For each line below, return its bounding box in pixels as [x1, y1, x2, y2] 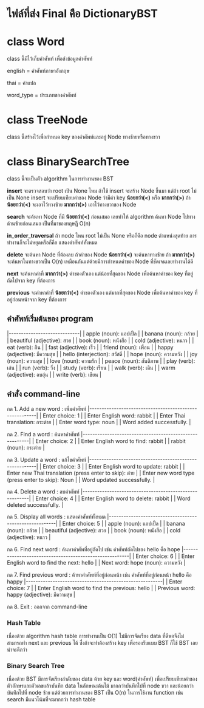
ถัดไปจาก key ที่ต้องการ [7, 277, 55, 284]
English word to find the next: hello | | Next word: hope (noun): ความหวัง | [7, 558, 186, 566]
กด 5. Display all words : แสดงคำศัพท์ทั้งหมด [7, 513, 106, 520]
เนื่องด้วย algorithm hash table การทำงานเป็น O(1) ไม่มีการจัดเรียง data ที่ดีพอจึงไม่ [7, 632, 185, 639]
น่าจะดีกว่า [7, 645, 28, 653]
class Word [7, 35, 65, 49]
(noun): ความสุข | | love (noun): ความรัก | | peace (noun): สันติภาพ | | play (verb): [7, 357, 195, 365]
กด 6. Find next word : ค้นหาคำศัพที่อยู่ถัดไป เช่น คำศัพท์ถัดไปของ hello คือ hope [7, 545, 181, 553]
